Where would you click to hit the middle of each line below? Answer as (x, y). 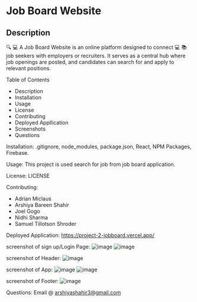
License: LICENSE (28, 176)
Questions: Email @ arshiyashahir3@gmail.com (64, 293)
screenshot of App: (30, 269)
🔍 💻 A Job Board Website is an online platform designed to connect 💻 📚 (97, 47)
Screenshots (30, 129)
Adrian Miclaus (33, 199)
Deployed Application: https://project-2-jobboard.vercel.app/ (80, 235)
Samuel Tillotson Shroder (46, 224)
